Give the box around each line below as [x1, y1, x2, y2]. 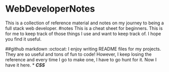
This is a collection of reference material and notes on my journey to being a [5, 20, 164, 26]
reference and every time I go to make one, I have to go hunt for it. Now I [5, 56, 157, 62]
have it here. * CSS [5, 62, 45, 68]
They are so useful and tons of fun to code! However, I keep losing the [5, 51, 152, 57]
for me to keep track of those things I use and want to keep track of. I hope [5, 30, 161, 37]
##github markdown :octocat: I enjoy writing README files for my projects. [5, 46, 161, 52]
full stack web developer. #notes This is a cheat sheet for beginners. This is [5, 25, 163, 31]
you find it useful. [5, 36, 42, 42]
